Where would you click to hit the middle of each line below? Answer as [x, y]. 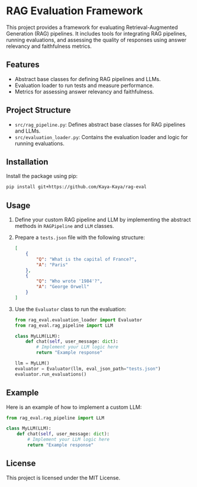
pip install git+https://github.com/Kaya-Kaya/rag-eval [76, 187]
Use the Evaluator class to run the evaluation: [70, 309]
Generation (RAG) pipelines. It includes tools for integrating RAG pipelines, [96, 33]
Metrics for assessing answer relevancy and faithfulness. [84, 91]
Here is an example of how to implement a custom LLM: [74, 407]
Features [23, 65]
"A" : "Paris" [52, 265]
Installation [27, 162]
